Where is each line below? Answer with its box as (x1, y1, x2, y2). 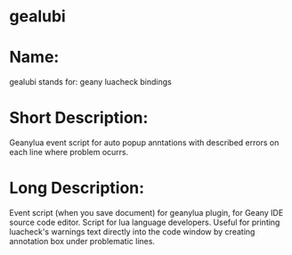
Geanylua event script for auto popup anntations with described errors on (9, 137, 280, 148)
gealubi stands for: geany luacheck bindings (9, 77, 172, 87)
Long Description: (9, 178, 145, 198)
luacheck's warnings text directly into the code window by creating (9, 226, 255, 237)
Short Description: (9, 108, 149, 128)
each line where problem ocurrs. (9, 147, 129, 158)
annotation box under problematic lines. (9, 236, 156, 246)
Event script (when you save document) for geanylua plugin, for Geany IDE (9, 208, 284, 218)
